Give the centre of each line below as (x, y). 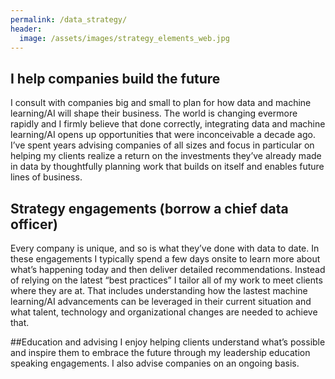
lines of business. (46, 177)
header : (26, 29)
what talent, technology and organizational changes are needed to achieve (164, 312)
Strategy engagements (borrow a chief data (149, 208)
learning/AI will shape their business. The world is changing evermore (154, 113)
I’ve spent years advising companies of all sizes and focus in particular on (162, 145)
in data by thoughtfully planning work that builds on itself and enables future (167, 167)
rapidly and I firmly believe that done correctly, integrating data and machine (168, 124)
